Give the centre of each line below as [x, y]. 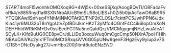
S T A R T [13, 7]
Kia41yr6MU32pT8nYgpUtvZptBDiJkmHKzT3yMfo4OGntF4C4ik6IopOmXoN [85, 23]
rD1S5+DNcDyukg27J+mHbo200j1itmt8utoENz [54, 45]
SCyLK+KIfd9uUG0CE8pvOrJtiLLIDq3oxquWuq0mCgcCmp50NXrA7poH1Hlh [86, 34]
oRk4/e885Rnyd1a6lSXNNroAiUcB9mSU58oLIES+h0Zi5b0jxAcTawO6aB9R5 [85, 13]
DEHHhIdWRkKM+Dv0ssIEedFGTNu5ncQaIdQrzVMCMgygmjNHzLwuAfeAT [85, 29]
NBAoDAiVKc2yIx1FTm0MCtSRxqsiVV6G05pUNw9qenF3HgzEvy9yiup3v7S [85, 39]
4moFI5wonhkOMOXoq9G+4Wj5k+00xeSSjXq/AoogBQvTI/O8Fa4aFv [93, 7]
